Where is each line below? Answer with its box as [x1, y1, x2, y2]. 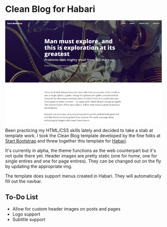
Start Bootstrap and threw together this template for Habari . [5, 138, 128, 144]
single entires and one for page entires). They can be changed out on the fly [5, 158, 162, 164]
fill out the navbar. [5, 178, 42, 184]
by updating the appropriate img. [5, 163, 73, 169]
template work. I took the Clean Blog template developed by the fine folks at [5, 133, 161, 139]
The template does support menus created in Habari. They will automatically [5, 173, 162, 179]
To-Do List [5, 193, 38, 201]
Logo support [12, 211, 41, 217]
